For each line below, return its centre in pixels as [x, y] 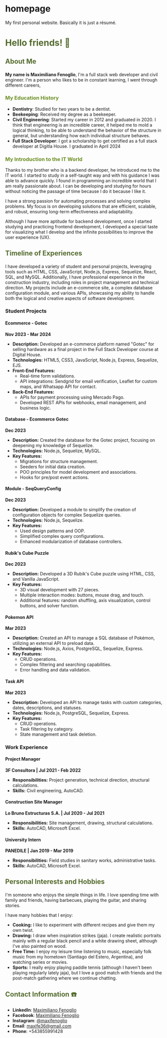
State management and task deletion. [58, 734]
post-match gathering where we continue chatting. [65, 978]
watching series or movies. [40, 962]
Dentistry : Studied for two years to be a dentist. [62, 109]
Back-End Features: [33, 392]
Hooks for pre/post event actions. [54, 477]
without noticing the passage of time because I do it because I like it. [76, 191]
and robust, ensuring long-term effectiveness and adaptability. [69, 212]
